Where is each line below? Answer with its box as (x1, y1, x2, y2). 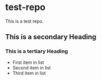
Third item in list (12, 70, 46, 76)
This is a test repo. (5, 18, 44, 24)
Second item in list (12, 64, 51, 70)
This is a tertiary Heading (5, 48, 68, 55)
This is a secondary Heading (5, 33, 96, 41)
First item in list (12, 59, 44, 65)
